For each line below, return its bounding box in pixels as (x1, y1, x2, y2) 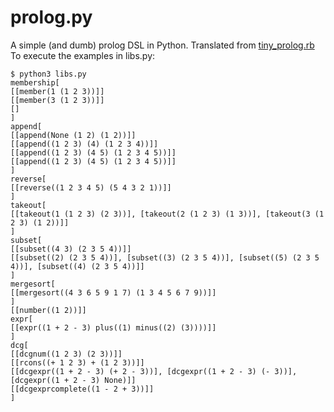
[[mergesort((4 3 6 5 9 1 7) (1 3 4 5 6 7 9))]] (10, 287, 217, 298)
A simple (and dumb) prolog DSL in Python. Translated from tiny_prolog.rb (10, 39, 315, 51)
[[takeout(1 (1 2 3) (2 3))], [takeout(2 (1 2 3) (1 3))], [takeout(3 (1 (10, 209, 325, 219)
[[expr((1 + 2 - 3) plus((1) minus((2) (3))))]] (10, 322, 217, 333)
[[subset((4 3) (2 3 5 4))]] (10, 244, 132, 254)
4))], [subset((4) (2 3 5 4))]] (10, 261, 145, 271)
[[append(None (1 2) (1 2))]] (10, 130, 137, 140)
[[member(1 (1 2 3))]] (10, 86, 105, 96)
